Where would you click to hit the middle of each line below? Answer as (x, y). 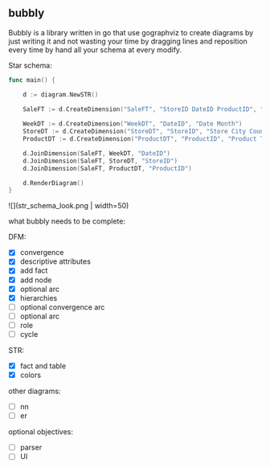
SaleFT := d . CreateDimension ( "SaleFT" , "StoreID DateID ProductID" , (140, 109)
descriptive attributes (55, 261)
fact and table (43, 366)
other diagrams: (35, 391)
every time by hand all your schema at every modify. (95, 49)
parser (31, 447)
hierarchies (39, 298)
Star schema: (30, 65)
